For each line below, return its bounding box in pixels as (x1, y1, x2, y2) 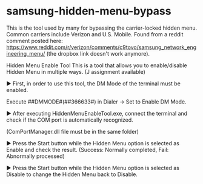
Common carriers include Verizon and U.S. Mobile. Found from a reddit (6, 30, 184, 38)
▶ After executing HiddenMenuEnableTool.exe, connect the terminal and (6, 110, 188, 117)
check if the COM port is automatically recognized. (6, 116, 133, 123)
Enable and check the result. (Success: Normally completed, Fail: (6, 146, 169, 153)
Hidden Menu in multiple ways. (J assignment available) (6, 68, 145, 75)
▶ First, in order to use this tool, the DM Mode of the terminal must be (6, 80, 181, 87)
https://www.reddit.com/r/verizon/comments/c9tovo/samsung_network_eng (6, 44, 197, 51)
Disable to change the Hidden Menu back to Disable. (6, 171, 138, 178)
